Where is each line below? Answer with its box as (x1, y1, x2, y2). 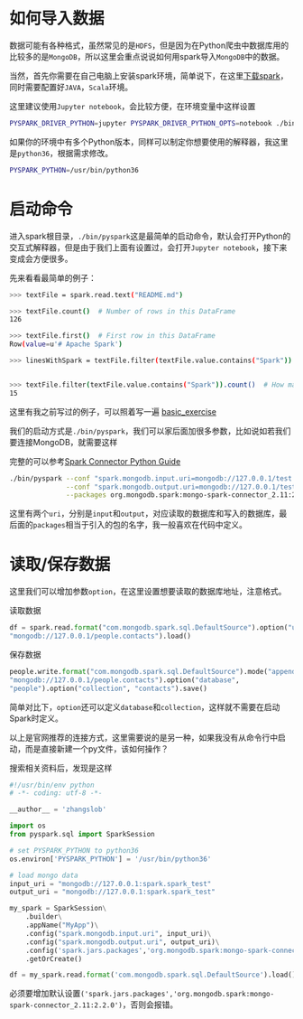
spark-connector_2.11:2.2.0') (9, 1001, 124, 1010)
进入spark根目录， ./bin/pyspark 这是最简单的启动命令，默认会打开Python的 (9, 230, 291, 241)
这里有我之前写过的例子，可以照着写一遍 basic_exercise (9, 406, 216, 416)
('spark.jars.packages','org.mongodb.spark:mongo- (80, 990, 275, 999)
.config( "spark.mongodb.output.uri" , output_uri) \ (25, 937, 220, 947)
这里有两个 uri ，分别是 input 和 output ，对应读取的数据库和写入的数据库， (9, 508, 280, 519)
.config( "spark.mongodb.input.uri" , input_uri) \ (25, 929, 212, 938)
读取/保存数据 (9, 555, 111, 575)
